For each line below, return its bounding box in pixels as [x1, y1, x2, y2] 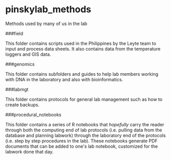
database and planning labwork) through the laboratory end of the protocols [5, 132, 166, 139]
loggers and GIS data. [5, 51, 51, 57]
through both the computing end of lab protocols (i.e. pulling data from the [5, 127, 162, 133]
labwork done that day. [5, 148, 54, 154]
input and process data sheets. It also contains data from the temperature [5, 45, 161, 52]
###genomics [5, 61, 35, 67]
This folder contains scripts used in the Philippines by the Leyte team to [5, 40, 156, 47]
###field [5, 30, 24, 36]
